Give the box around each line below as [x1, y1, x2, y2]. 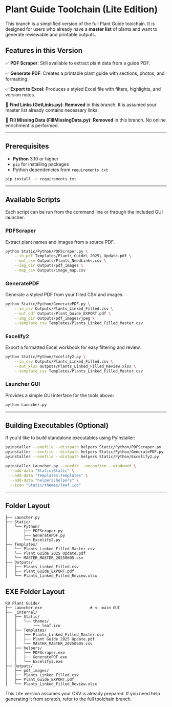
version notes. [5, 91, 36, 98]
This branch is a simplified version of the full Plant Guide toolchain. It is [5, 20, 155, 27]
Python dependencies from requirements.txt [12, 167, 109, 173]
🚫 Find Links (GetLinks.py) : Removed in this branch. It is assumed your [5, 101, 157, 108]
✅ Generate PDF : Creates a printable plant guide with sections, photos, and [5, 70, 165, 76]
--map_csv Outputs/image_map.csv [14, 268, 86, 273]
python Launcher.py [5, 402, 47, 407]
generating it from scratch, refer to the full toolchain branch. [5, 696, 132, 702]
